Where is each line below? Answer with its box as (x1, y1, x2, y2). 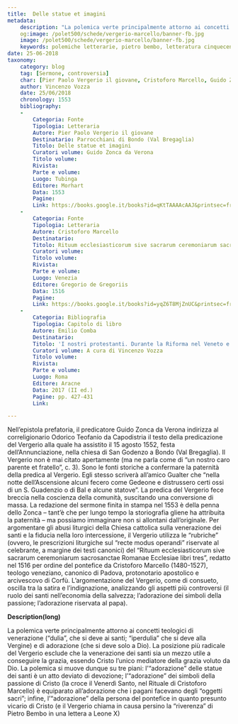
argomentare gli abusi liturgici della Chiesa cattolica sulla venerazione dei (7, 523, 222, 532)
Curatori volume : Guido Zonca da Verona (33, 149, 154, 156)
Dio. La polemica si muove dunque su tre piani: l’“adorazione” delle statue (7, 664, 223, 673)
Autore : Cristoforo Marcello (33, 228, 119, 235)
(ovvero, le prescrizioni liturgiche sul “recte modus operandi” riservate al (7, 539, 220, 547)
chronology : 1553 (20, 97, 72, 104)
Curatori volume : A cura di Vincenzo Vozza (33, 347, 163, 354)
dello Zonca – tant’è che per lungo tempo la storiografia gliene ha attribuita (7, 508, 225, 517)
